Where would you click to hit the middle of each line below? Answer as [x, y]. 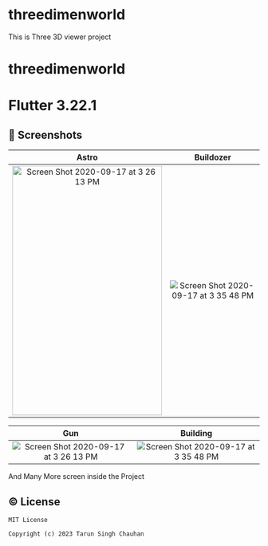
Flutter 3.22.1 [53, 106]
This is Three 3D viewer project [60, 37]
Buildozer [213, 157]
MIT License [28, 520]
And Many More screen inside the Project [77, 477]
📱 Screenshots [45, 135]
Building [197, 433]
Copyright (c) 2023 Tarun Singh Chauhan [77, 534]
